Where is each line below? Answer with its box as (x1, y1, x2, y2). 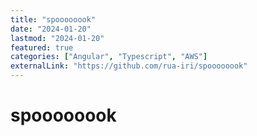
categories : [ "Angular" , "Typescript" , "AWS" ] (10, 52, 208, 62)
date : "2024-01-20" (10, 24, 92, 34)
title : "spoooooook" (10, 14, 97, 25)
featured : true (10, 42, 74, 53)
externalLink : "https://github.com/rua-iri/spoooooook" (10, 61, 248, 71)
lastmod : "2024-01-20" (10, 33, 105, 43)
